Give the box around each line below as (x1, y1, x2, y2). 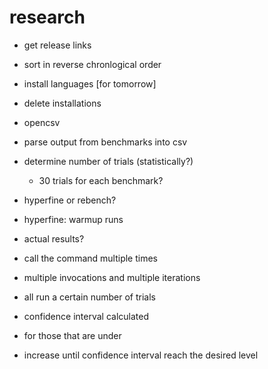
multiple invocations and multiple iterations (23, 271, 201, 283)
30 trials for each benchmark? (38, 174, 164, 186)
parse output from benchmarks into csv (23, 136, 188, 148)
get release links (23, 39, 92, 51)
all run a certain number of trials (23, 291, 156, 303)
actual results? (23, 232, 85, 245)
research (9, 6, 86, 29)
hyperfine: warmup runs (23, 213, 124, 225)
